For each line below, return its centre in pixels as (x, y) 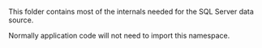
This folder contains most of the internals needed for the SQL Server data (131, 12)
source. (21, 20)
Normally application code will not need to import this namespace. (119, 36)
